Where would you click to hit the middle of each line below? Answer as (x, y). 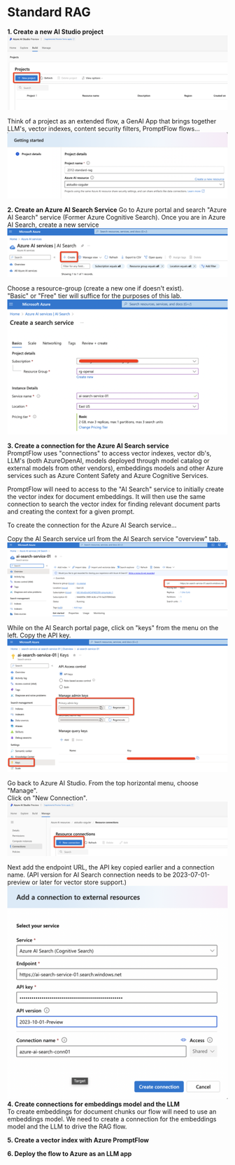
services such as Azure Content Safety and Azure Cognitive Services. (108, 475)
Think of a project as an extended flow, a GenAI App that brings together (112, 121)
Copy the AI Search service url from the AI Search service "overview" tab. (114, 538)
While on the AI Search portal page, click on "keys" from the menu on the (113, 628)
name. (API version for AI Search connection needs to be (89, 875)
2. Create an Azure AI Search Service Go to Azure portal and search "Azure (117, 210)
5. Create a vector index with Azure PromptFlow (78, 1140)
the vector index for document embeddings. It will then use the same (106, 496)
